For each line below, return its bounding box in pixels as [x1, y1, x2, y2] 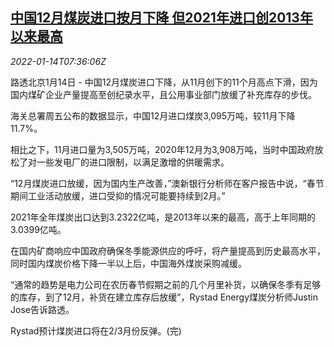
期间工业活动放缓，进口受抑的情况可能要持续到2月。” [10, 189, 226, 202]
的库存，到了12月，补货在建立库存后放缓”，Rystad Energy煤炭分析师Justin [10, 291, 318, 303]
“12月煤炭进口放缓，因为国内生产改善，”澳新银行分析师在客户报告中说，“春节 [10, 177, 325, 189]
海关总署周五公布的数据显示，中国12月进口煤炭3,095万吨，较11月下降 [10, 109, 296, 122]
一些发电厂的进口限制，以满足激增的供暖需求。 [36, 156, 230, 168]
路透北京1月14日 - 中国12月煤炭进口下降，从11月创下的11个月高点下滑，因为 [10, 76, 318, 88]
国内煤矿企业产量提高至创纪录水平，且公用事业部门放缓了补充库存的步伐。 [10, 88, 317, 100]
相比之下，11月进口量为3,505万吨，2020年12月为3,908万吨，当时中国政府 [10, 143, 315, 155]
